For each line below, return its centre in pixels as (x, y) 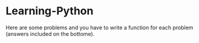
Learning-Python (50, 11)
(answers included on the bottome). (50, 33)
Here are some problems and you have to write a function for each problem (99, 27)
